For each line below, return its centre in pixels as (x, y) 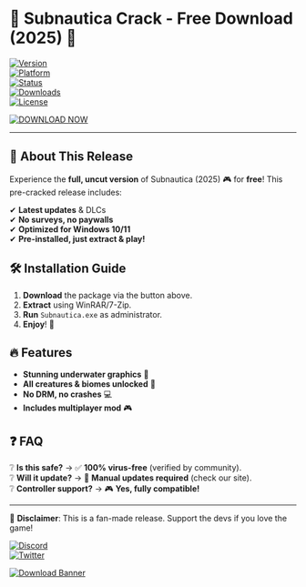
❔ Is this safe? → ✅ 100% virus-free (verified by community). (126, 468)
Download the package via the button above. (107, 295)
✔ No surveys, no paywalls (61, 219)
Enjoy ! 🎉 (38, 324)
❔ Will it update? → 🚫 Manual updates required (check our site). (131, 478)
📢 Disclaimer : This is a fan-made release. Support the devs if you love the (148, 519)
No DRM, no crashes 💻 (67, 394)
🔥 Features (41, 353)
